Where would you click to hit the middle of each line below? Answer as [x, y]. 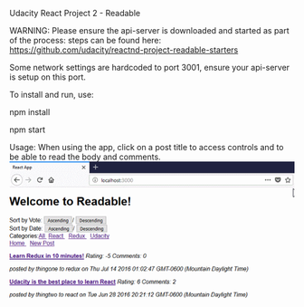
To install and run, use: [52, 95]
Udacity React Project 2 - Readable [75, 13]
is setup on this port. [47, 77]
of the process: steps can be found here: [85, 40]
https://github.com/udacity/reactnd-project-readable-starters [124, 50]
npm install [30, 112]
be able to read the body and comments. [85, 157]
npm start [28, 130]
